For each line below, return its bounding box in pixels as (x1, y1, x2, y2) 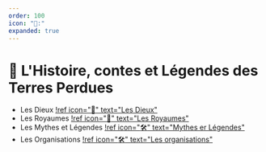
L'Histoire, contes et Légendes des (21, 61, 259, 80)
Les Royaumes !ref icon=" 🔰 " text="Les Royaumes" (19, 113, 189, 123)
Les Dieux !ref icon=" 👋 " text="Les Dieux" (19, 105, 158, 115)
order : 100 (8, 11, 45, 20)
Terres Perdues (8, 78, 114, 97)
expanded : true (8, 27, 60, 35)
